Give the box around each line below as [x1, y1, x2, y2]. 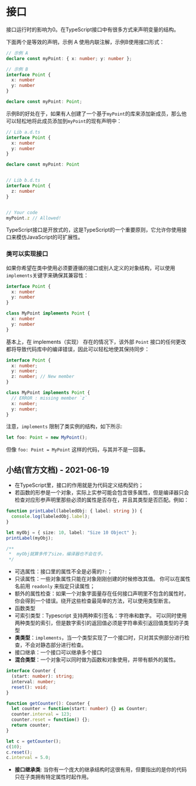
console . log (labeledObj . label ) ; [11, 514, 91, 520]
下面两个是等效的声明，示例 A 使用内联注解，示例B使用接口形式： [6, 38, 165, 45]
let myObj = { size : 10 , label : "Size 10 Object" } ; [6, 530, 137, 536]
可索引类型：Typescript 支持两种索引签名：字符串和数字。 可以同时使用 [14, 612, 187, 619]
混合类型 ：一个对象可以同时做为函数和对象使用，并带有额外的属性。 [14, 656, 179, 663]
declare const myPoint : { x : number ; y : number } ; [6, 55, 132, 62]
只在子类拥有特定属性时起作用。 [14, 774, 92, 781]
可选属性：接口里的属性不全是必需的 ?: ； [14, 568, 113, 575]
